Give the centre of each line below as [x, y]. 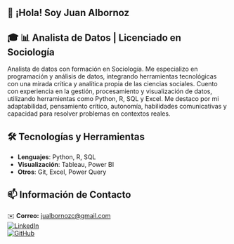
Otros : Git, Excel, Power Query [62, 172]
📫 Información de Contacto [69, 195]
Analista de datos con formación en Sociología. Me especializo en [103, 69]
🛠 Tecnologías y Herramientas [76, 136]
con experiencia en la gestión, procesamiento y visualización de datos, [110, 91]
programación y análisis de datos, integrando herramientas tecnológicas [112, 76]
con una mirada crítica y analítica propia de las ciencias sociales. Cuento [112, 84]
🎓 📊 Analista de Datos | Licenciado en [94, 38]
